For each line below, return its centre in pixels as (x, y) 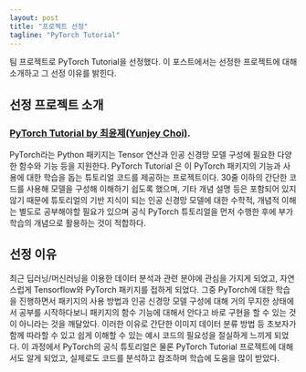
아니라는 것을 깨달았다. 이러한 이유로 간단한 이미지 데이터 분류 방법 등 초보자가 (158, 324)
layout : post (34, 18)
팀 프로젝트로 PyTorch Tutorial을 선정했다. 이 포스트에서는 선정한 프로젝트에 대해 (153, 62)
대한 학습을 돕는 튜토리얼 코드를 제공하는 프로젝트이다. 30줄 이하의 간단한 (157, 178)
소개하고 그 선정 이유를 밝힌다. (63, 73)
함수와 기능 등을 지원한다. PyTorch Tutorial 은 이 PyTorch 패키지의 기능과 (150, 166)
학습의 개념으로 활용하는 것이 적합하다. (78, 223)
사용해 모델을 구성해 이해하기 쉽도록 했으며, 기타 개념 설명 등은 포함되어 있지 (161, 189)
